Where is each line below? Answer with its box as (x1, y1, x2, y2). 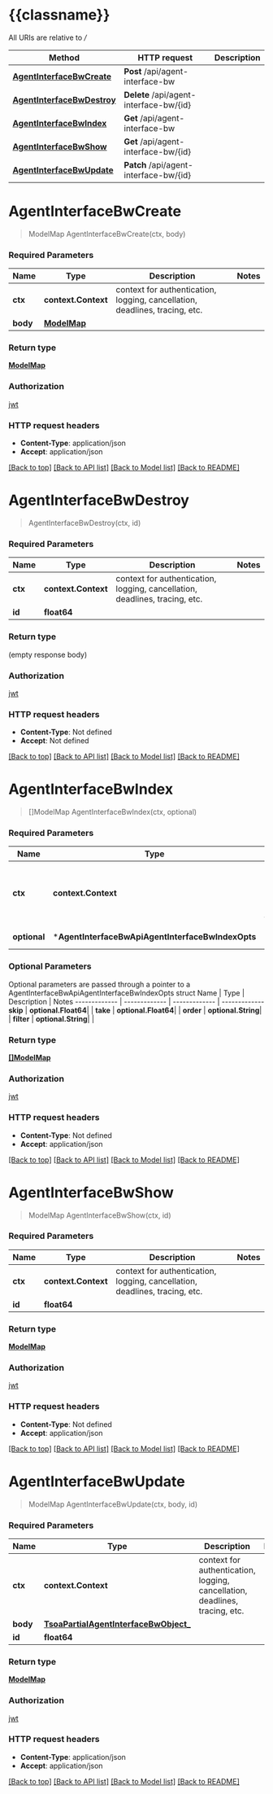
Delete (123, 89, 150, 100)
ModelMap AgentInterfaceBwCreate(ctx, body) (28, 229, 186, 238)
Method (48, 51, 80, 63)
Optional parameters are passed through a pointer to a (8, 979, 191, 989)
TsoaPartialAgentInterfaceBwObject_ (43, 1618, 191, 1630)
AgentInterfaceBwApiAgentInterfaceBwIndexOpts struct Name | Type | (8, 987, 245, 998)
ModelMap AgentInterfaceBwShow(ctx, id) (28, 1210, 172, 1220)
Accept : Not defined (19, 736, 89, 746)
